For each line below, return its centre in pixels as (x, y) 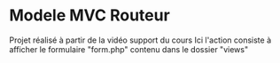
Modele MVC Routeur (89, 16)
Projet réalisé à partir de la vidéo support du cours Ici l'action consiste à (140, 40)
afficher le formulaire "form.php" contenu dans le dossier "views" (129, 49)
